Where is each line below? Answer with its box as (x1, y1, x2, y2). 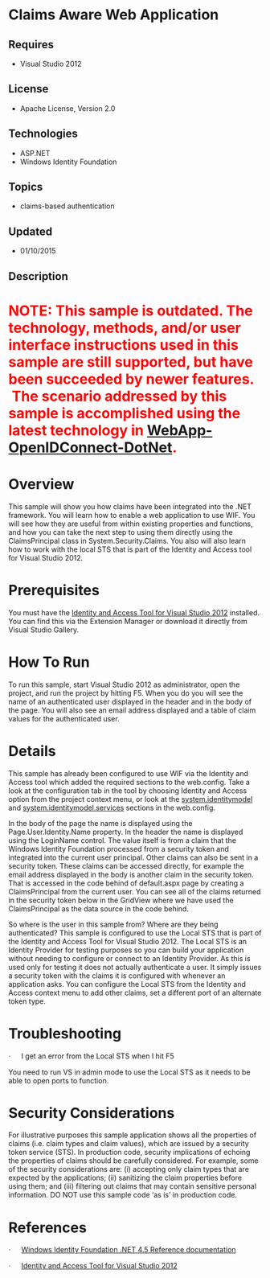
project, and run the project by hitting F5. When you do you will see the (8, 688, 243, 697)
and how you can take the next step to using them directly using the (8, 527, 233, 536)
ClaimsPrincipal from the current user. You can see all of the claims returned (8, 886, 261, 896)
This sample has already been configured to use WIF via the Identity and (8, 768, 249, 778)
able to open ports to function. (8, 1075, 109, 1085)
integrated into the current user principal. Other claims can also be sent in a (8, 853, 259, 862)
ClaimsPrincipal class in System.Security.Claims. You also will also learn (8, 536, 247, 545)
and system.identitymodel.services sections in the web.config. (8, 803, 215, 812)
